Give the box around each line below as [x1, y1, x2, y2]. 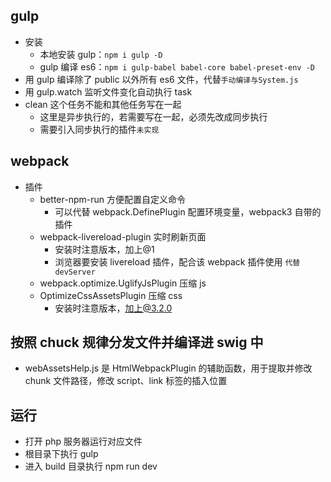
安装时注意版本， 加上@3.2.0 [54, 302, 173, 314]
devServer [54, 267, 96, 277]
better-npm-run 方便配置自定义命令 [39, 193, 186, 205]
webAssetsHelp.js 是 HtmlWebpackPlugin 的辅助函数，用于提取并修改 [24, 362, 313, 374]
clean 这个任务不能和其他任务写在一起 [24, 98, 182, 110]
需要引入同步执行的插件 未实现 [39, 123, 160, 135]
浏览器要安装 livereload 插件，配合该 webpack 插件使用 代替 [54, 255, 301, 268]
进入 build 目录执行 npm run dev [24, 460, 158, 473]
